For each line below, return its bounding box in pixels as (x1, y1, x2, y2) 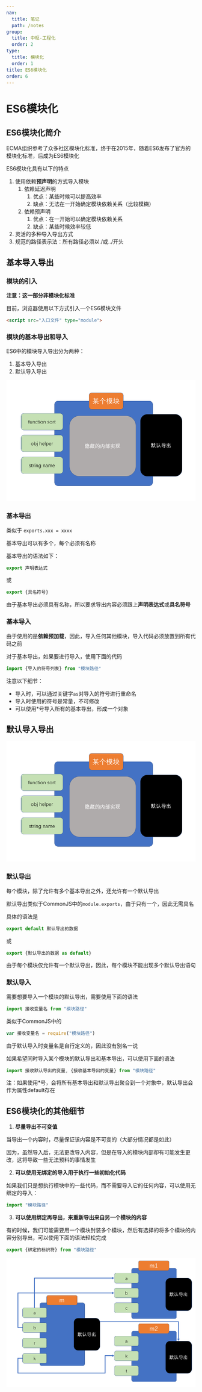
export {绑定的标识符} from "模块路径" (6, 1247, 97, 1253)
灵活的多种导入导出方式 (14, 231, 73, 238)
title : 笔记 (11, 16, 40, 22)
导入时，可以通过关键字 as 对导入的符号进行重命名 (14, 690, 137, 697)
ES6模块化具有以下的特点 (6, 165, 69, 172)
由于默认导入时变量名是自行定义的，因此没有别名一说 (6, 1042, 138, 1049)
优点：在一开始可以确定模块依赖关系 (32, 216, 123, 223)
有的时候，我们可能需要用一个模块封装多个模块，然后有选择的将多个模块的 (6, 1226, 191, 1234)
